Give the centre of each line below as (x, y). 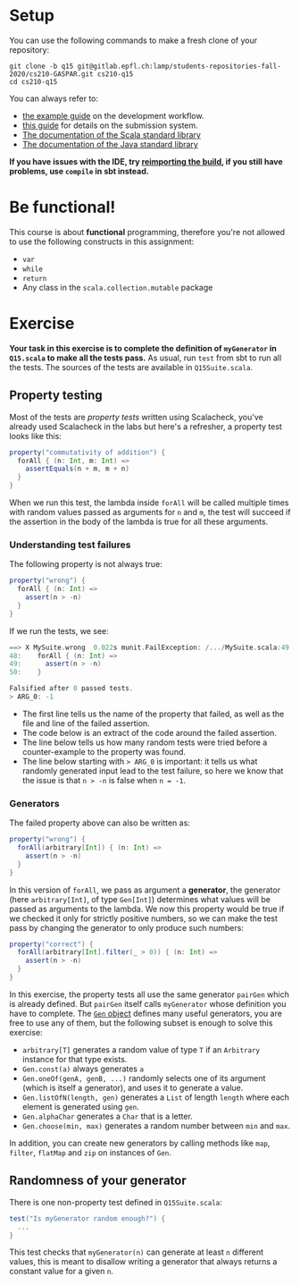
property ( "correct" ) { (51, 944)
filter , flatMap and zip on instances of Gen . (91, 1152)
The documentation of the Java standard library (110, 144)
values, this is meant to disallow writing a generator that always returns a (143, 1262)
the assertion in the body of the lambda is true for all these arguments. (139, 521)
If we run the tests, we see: (59, 630)
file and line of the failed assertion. (86, 723)
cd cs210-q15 (33, 81)
